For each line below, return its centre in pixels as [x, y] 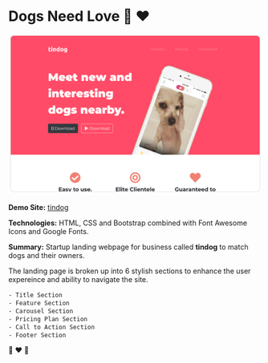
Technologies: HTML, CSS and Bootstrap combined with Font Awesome [128, 223]
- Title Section [35, 295]
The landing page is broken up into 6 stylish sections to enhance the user [130, 271]
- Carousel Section [41, 311]
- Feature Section [39, 303]
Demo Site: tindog [39, 207]
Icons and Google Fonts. [49, 231]
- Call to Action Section [51, 327]
